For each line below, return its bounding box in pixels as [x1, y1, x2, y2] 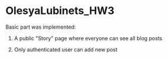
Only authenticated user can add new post [14, 46, 118, 53]
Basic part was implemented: [5, 23, 76, 30]
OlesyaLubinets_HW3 [5, 4, 115, 18]
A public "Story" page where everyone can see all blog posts [14, 34, 163, 41]
